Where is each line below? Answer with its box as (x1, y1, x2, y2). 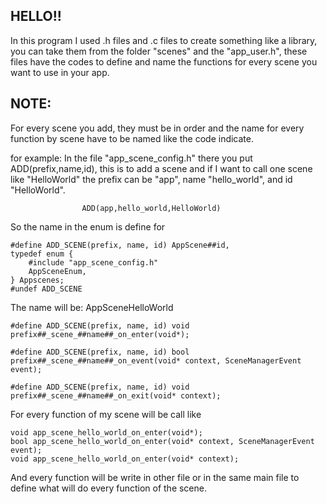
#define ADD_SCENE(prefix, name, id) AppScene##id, (10, 240, 230, 250)
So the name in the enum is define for (10, 220, 166, 233)
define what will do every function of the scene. (10, 482, 207, 494)
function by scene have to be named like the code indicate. (10, 132, 255, 144)
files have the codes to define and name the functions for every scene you (10, 55, 318, 68)
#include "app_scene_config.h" (28, 257, 159, 268)
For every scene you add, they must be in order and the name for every (10, 122, 305, 134)
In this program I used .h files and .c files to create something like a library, (10, 34, 318, 46)
